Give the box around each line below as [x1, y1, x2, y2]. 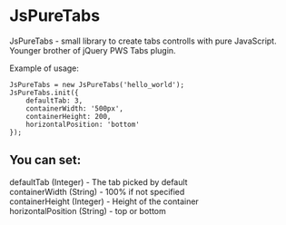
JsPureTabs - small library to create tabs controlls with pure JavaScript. [9, 35, 277, 46]
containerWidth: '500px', [25, 103, 124, 113]
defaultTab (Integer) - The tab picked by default [9, 176, 188, 187]
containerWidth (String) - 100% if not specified [9, 186, 185, 197]
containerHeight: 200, [25, 112, 112, 121]
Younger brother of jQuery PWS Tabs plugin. [9, 44, 176, 55]
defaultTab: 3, [25, 96, 84, 105]
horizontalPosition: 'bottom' [25, 120, 141, 129]
